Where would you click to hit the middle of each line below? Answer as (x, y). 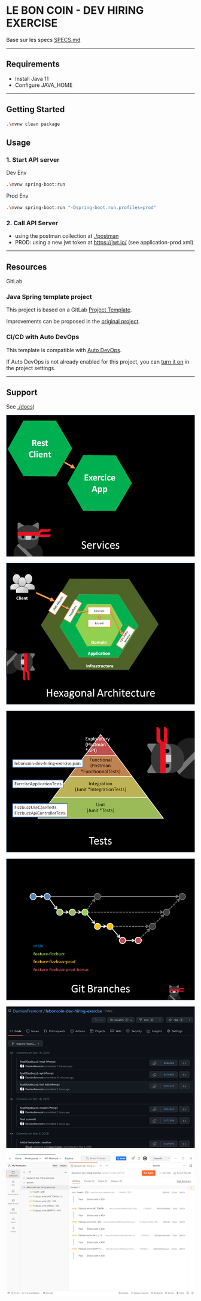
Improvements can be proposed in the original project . (73, 322)
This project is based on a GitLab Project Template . (69, 310)
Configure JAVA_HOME (44, 85)
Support (22, 392)
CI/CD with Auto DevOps (43, 337)
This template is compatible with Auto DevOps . (64, 350)
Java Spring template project (49, 296)
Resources (27, 267)
